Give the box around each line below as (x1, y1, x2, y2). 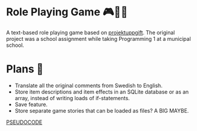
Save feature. (14, 101, 48, 108)
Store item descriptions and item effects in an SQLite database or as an (14, 88, 189, 95)
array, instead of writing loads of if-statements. (14, 94, 130, 101)
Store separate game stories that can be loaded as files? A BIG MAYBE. (14, 107, 189, 114)
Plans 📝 (6, 62, 44, 76)
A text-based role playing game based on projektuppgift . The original (6, 28, 175, 36)
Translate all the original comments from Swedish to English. (14, 82, 163, 89)
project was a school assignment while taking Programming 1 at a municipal (6, 35, 191, 42)
